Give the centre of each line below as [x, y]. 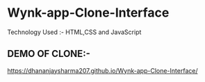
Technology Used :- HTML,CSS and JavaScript [74, 32]
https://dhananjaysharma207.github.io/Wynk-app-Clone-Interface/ [102, 70]
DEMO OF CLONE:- [49, 54]
